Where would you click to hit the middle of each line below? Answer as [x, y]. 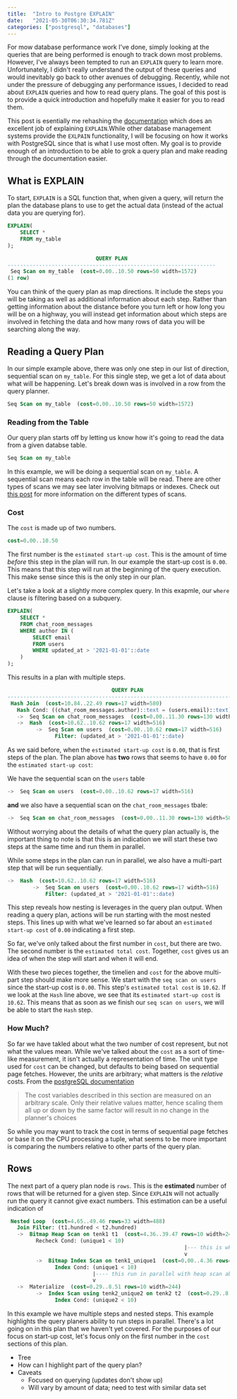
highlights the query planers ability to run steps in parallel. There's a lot [110, 1321]
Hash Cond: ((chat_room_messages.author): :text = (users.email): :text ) [124, 710]
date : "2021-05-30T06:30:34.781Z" [61, 21]
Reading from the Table [48, 422]
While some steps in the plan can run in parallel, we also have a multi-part [115, 860]
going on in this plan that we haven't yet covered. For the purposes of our [114, 1328]
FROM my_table [41, 239]
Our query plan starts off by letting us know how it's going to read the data [116, 438]
